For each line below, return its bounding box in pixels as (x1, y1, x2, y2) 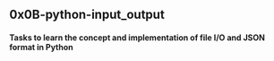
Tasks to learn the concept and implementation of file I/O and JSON (9, 31, 266, 43)
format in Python (9, 41, 73, 52)
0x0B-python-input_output (9, 7, 166, 22)
